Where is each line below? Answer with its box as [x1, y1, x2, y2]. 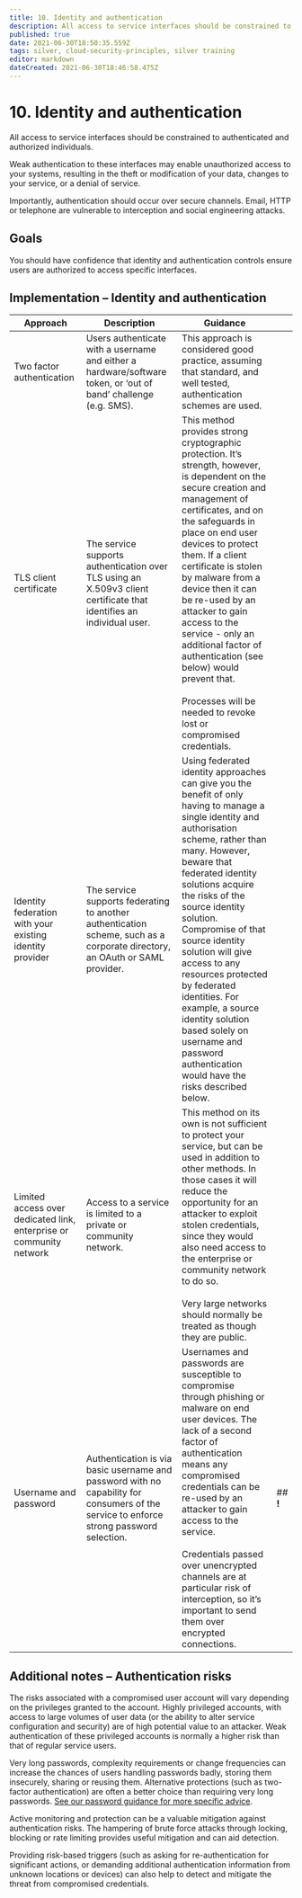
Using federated [181, 754, 250, 767]
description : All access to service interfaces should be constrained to [9, 22, 292, 31]
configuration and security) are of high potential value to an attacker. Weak [9, 1721, 287, 1732]
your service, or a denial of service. [9, 177, 141, 189]
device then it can [181, 583, 258, 595]
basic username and [85, 1464, 173, 1476]
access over [13, 1202, 66, 1215]
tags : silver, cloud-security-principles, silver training [9, 47, 235, 56]
